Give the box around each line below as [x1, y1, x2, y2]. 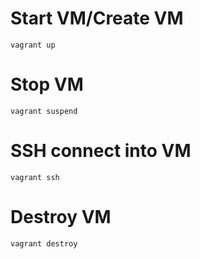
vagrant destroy [10, 238, 78, 249]
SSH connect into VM [10, 140, 192, 162]
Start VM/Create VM [10, 7, 184, 30]
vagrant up [10, 40, 56, 50]
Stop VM [10, 73, 84, 96]
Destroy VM [10, 206, 112, 228]
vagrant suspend [10, 106, 78, 116]
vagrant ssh [10, 172, 60, 182]
